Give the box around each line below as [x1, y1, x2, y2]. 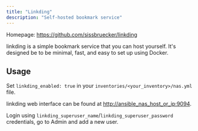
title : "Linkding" [6, 8, 52, 15]
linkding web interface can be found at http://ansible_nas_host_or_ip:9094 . [6, 100, 191, 108]
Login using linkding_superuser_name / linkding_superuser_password [6, 112, 173, 119]
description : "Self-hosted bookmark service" [6, 14, 122, 20]
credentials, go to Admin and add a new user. [6, 118, 119, 126]
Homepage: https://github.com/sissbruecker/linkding [6, 31, 137, 38]
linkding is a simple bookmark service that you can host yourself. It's [6, 43, 176, 50]
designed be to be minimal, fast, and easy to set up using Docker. [6, 49, 169, 56]
